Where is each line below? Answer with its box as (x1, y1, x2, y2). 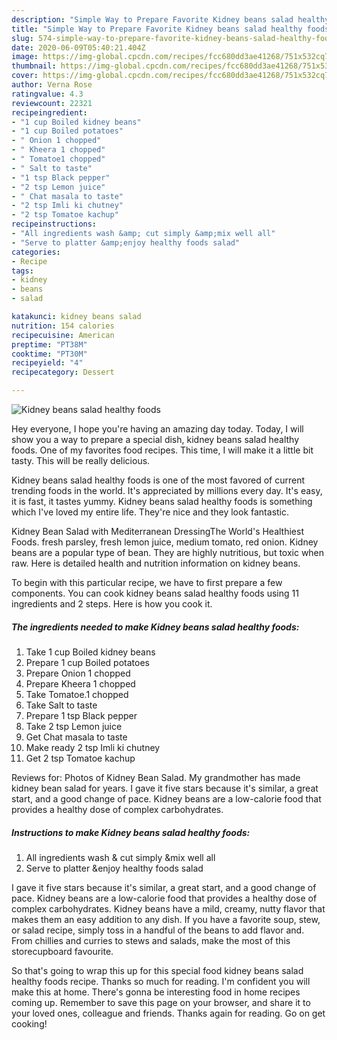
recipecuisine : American (11, 330, 115, 340)
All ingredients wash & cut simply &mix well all (25, 851, 216, 863)
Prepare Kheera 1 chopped (25, 677, 136, 690)
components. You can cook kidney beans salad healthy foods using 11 (11, 587, 299, 599)
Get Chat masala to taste (25, 731, 128, 743)
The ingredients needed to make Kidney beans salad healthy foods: (11, 621, 300, 633)
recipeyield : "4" (11, 358, 84, 368)
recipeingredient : (11, 107, 88, 118)
